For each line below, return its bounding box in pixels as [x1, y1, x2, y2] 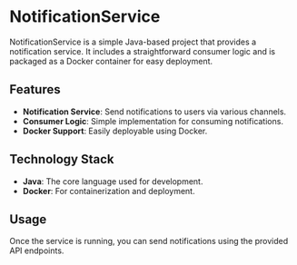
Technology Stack [9, 152, 114, 167]
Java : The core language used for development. [22, 175, 203, 187]
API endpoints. [9, 245, 64, 256]
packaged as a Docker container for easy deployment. [9, 55, 213, 66]
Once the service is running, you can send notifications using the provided [9, 236, 289, 247]
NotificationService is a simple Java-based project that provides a [9, 36, 257, 47]
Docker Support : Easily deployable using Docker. [22, 125, 208, 136]
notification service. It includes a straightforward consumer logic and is [9, 45, 275, 56]
